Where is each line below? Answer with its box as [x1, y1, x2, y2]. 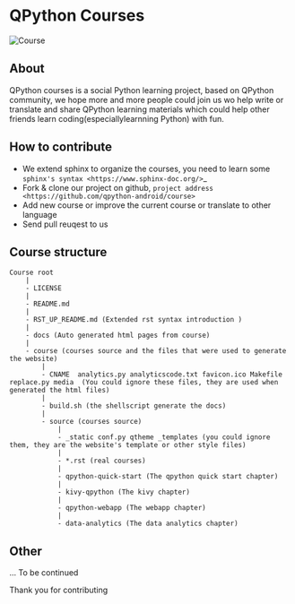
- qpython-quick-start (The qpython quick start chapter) [56, 472, 279, 481]
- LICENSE [25, 284, 63, 293]
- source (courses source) [41, 418, 143, 427]
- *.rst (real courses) [56, 456, 146, 466]
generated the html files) [9, 386, 110, 395]
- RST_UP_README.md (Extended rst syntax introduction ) [25, 315, 243, 324]
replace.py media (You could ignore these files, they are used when [9, 378, 279, 387]
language [22, 209, 57, 220]
